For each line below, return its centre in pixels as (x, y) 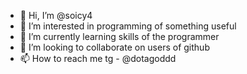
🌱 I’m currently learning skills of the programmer (119, 36)
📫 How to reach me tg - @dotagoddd (98, 58)
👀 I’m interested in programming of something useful (128, 26)
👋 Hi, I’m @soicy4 (56, 15)
